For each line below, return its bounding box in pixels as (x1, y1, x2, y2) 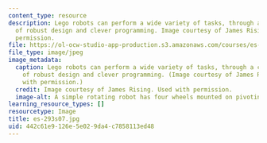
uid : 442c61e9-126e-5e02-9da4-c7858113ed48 (8, 122, 155, 130)
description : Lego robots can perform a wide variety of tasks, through (8, 19, 254, 27)
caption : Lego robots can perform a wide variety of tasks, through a (15, 64, 254, 71)
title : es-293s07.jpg (8, 115, 80, 123)
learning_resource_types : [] (8, 100, 105, 108)
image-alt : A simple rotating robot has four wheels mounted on (15, 93, 233, 101)
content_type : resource (8, 11, 87, 20)
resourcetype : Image (8, 108, 77, 116)
